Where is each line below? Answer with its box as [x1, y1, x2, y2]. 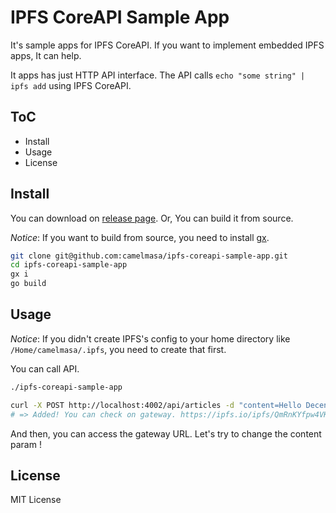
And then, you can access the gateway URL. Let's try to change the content [10, 427, 322, 440]
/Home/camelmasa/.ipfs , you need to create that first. [10, 343, 227, 355]
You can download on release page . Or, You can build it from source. [10, 212, 294, 224]
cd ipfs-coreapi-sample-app [10, 260, 128, 270]
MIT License [10, 494, 62, 506]
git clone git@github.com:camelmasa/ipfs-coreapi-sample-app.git [10, 251, 288, 261]
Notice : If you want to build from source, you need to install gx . [10, 231, 270, 243]
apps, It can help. [10, 49, 82, 61]
